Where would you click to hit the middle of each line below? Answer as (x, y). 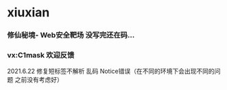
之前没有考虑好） (39, 80)
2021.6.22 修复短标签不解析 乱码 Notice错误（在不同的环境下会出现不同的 (111, 71)
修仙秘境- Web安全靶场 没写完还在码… (71, 35)
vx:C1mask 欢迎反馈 (41, 55)
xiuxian (28, 13)
